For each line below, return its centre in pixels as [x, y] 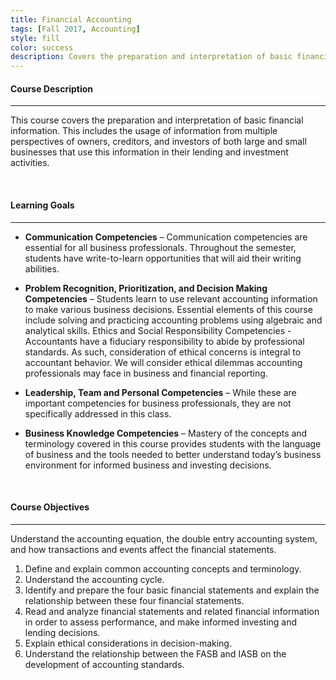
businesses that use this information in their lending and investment [149, 152]
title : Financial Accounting [71, 19]
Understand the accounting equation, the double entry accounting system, [164, 538]
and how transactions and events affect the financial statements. [143, 549]
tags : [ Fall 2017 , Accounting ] [75, 29]
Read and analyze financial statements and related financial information [172, 611]
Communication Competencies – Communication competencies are [166, 237]
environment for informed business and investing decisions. [148, 465]
